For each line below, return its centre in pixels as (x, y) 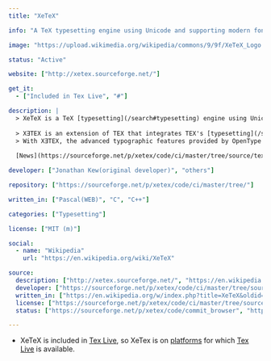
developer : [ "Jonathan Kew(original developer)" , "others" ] (112, 170)
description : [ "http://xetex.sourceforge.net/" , (99, 280)
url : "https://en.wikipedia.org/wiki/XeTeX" (99, 258)
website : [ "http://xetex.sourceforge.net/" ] (84, 74)
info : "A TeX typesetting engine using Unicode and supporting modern (129, 30)
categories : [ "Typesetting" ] (57, 214)
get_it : (21, 89)
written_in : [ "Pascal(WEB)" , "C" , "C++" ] (79, 199)
